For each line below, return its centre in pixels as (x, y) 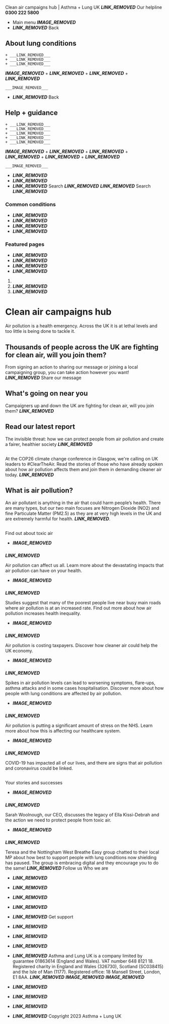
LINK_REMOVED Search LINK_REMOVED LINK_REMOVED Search (81, 186)
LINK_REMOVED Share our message (43, 378)
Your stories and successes (34, 783)
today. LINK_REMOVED (30, 475)
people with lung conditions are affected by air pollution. (64, 693)
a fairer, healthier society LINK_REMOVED (49, 444)
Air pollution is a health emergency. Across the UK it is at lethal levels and (81, 326)
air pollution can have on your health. (44, 571)
